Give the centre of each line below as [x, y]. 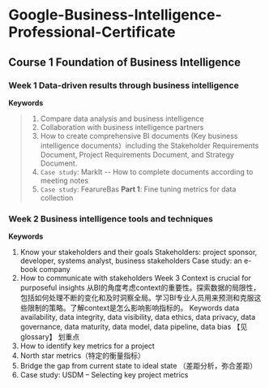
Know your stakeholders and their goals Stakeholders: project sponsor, [139, 252]
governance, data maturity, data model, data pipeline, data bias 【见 [134, 327]
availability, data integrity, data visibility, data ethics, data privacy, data [138, 317]
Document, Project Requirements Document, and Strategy [137, 154]
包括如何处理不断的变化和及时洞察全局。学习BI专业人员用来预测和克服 [137, 298]
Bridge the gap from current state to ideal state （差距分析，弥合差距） [139, 366]
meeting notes [64, 180]
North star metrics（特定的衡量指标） [83, 356]
